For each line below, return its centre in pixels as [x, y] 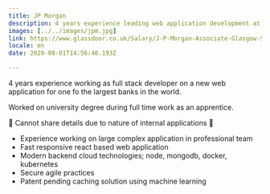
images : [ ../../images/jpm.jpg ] [62, 31]
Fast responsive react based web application [94, 147]
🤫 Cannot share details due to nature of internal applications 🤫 [111, 123]
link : [17, 38]
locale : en [27, 46]
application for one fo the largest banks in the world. [95, 92]
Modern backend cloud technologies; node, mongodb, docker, [123, 155]
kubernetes [39, 164]
